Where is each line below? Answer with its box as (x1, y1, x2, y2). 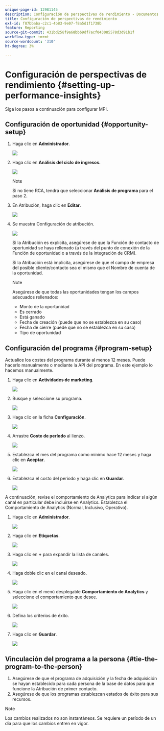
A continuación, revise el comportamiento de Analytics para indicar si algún (5, 494, 158, 500)
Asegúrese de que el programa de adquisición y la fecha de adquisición (12, 676, 157, 681)
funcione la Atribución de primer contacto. (12, 686, 98, 691)
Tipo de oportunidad (19, 330, 61, 336)
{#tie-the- (126, 655, 158, 663)
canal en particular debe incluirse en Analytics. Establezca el (5, 499, 128, 505)
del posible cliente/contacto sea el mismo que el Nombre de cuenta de (12, 265, 155, 271)
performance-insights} (5, 90, 101, 101)
